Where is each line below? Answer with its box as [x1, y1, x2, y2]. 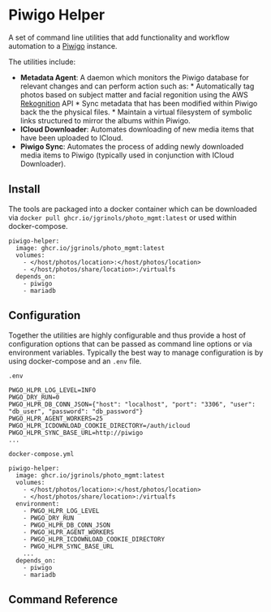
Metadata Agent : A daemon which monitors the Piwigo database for [19, 72, 249, 82]
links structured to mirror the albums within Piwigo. [19, 115, 191, 125]
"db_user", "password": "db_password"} [8, 407, 144, 416]
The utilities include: [8, 57, 76, 67]
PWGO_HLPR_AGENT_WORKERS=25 [8, 414, 104, 423]
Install [8, 183, 41, 196]
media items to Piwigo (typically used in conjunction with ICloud [19, 150, 234, 160]
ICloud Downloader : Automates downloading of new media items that [19, 124, 254, 134]
